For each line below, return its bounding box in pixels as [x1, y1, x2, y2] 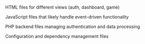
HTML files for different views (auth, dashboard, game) [5, 4, 120, 10]
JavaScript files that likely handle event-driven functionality [5, 14, 129, 19]
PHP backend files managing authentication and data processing [5, 23, 140, 29]
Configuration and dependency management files [5, 33, 109, 39]
